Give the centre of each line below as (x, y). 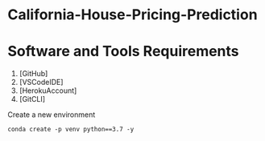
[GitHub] (33, 74)
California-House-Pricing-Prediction (133, 15)
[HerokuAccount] (48, 91)
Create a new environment (52, 115)
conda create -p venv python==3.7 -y (71, 130)
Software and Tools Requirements (123, 52)
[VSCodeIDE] (41, 83)
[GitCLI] (32, 99)
